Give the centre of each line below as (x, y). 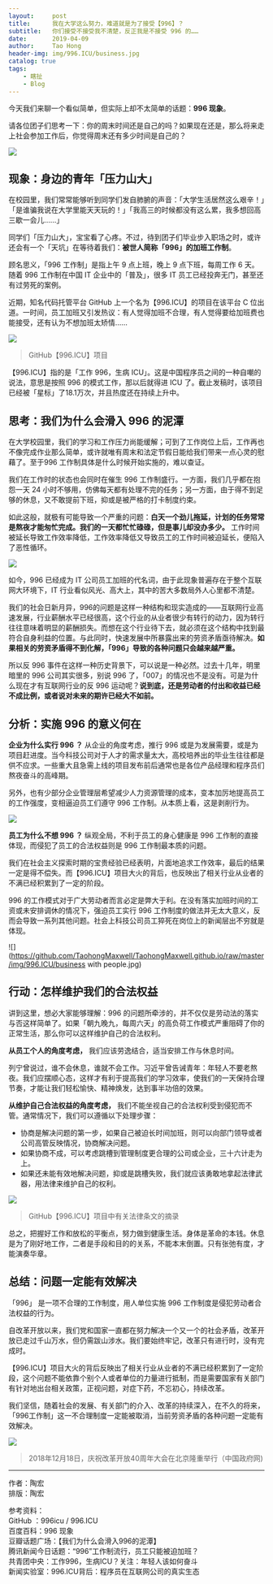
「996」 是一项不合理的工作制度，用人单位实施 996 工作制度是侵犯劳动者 (131, 1303)
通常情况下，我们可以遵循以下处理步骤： (90, 1115)
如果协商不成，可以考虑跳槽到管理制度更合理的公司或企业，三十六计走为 (141, 1153)
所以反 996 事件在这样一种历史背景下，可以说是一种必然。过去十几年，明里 (134, 665)
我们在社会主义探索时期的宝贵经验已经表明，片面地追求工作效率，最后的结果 (136, 863)
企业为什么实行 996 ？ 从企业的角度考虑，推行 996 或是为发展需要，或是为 (133, 745)
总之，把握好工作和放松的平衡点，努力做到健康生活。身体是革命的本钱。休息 (136, 1233)
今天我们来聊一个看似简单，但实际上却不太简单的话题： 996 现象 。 (119, 108)
